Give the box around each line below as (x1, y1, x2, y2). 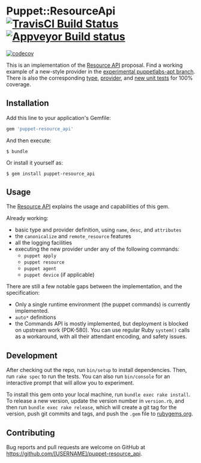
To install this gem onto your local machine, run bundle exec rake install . (6, 391, 191, 398)
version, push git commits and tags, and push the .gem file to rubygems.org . (6, 410, 194, 417)
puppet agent (23, 266, 57, 272)
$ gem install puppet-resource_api (6, 171, 95, 177)
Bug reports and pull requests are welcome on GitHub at (6, 444, 146, 451)
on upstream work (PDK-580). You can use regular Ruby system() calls (14, 327, 190, 334)
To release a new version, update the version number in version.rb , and (6, 397, 185, 405)
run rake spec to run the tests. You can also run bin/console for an (6, 373, 170, 380)
